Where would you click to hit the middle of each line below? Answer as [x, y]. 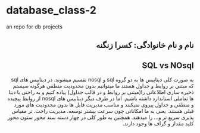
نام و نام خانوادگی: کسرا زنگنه [145, 45]
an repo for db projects [35, 27]
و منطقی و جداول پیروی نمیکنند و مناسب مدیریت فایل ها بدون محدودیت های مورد [104, 105]
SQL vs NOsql [168, 65]
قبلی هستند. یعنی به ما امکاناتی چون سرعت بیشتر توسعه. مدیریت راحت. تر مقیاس [103, 111]
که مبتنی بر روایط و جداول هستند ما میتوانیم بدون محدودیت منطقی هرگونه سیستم [103, 86]
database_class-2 [51, 10]
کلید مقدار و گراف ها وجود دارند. [158, 124]
